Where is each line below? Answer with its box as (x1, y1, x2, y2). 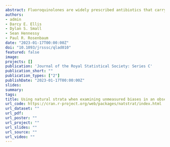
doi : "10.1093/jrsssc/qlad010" (5, 45, 71, 50)
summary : (5, 87, 24, 92)
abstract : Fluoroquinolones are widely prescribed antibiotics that (5, 7, 153, 13)
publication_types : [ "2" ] (5, 73, 60, 78)
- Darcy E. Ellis (5, 21, 42, 27)
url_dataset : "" (5, 106, 39, 111)
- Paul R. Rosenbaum (5, 36, 49, 41)
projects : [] (5, 59, 33, 64)
